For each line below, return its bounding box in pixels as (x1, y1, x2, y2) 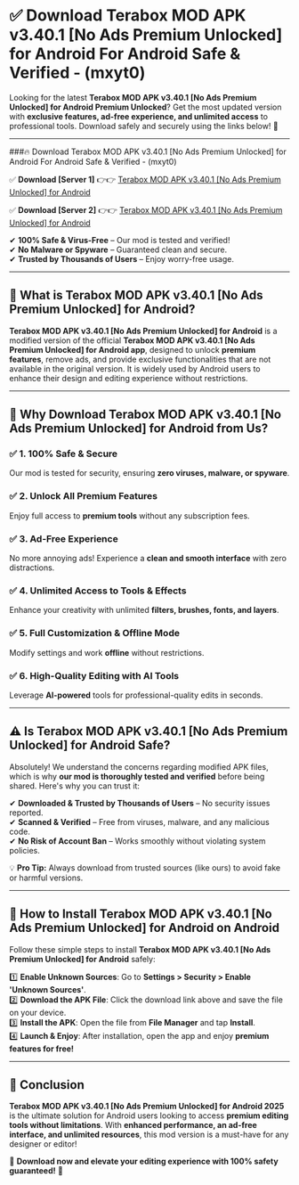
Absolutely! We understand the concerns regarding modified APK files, (9, 761, 269, 772)
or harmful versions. (9, 872, 84, 883)
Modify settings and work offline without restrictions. (9, 647, 205, 658)
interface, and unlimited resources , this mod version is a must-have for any (9, 1129, 289, 1140)
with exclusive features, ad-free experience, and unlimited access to (9, 110, 269, 121)
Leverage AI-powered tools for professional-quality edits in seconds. (9, 690, 263, 700)
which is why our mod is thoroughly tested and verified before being (9, 771, 265, 781)
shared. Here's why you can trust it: (9, 780, 141, 791)
